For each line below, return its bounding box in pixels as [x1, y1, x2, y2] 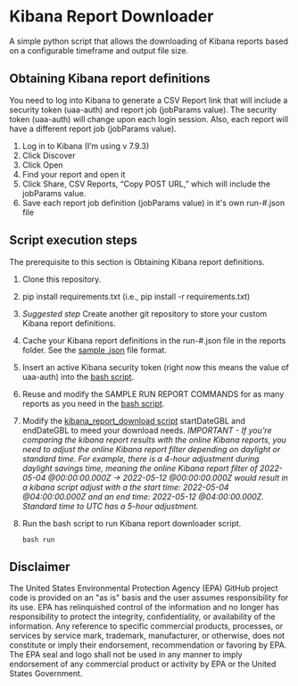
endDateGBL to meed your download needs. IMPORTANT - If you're [21, 425, 272, 435]
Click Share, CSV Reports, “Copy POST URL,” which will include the [21, 178, 270, 189]
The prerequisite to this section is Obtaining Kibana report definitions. [9, 256, 265, 267]
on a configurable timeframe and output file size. [9, 45, 189, 55]
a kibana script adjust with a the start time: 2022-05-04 [21, 482, 229, 492]
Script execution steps [9, 233, 138, 248]
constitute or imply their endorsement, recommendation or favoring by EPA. [9, 640, 287, 650]
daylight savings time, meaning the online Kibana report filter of [21, 462, 259, 474]
